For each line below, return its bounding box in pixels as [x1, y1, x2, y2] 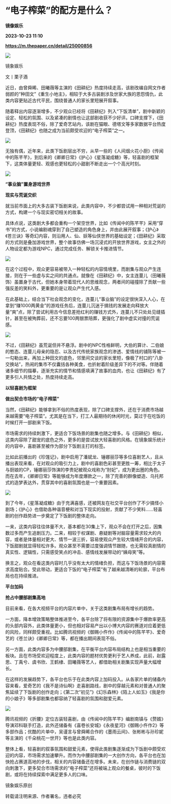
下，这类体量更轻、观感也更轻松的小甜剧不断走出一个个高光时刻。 [5, 160, 144, 167]
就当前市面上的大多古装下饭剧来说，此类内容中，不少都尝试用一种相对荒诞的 [5, 202, 166, 209]
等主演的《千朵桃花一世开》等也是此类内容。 [5, 734, 99, 741]
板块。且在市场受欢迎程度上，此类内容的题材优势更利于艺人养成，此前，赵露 [5, 652, 166, 658]
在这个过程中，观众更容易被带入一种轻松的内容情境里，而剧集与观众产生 [5, 266, 157, 272]
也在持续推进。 [9, 572, 41, 579]
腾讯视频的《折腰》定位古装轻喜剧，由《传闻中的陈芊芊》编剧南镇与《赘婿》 [5, 716, 166, 722]
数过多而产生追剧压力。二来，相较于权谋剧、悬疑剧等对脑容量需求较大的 [5, 530, 157, 536]
